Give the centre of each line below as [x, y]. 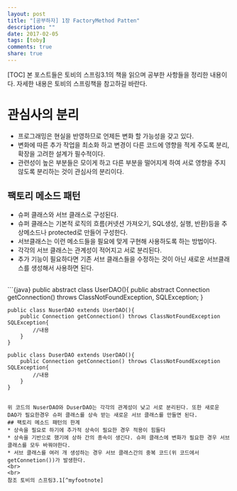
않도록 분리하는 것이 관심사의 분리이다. [71, 171]
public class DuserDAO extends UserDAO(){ [71, 355]
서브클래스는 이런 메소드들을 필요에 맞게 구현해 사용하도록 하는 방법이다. [117, 241]
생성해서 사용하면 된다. [62, 268]
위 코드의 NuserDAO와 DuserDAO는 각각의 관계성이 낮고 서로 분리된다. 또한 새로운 [114, 407]
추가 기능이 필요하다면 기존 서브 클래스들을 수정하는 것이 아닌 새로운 [111, 259]
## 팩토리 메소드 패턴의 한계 [44, 422]
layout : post [27, 14]
